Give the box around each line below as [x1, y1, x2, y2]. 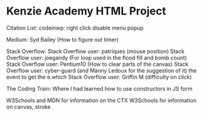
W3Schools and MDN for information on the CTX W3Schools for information [6, 97, 197, 104]
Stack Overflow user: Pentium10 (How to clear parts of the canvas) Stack [6, 60, 189, 68]
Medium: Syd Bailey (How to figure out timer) [6, 36, 119, 43]
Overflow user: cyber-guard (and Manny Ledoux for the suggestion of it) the [6, 66, 197, 74]
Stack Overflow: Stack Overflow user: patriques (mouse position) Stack [6, 47, 185, 55]
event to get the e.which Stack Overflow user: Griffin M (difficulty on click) [6, 73, 192, 80]
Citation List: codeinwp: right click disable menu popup [6, 24, 144, 31]
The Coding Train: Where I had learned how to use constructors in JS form [6, 85, 193, 92]
